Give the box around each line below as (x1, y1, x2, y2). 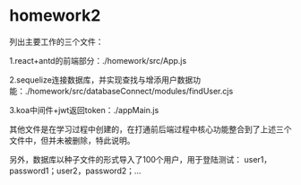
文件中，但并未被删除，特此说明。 (9, 135, 135, 145)
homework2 (9, 5, 101, 26)
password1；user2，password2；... (9, 165, 142, 176)
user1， (244, 154, 272, 164)
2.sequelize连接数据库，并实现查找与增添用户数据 (9, 74, 193, 85)
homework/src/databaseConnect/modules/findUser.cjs (30, 85, 234, 96)
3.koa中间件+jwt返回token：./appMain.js (9, 104, 159, 115)
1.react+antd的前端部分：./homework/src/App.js (9, 55, 187, 66)
